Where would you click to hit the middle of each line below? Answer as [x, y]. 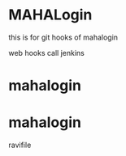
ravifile [20, 145]
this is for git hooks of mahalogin [63, 37]
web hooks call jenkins [47, 53]
